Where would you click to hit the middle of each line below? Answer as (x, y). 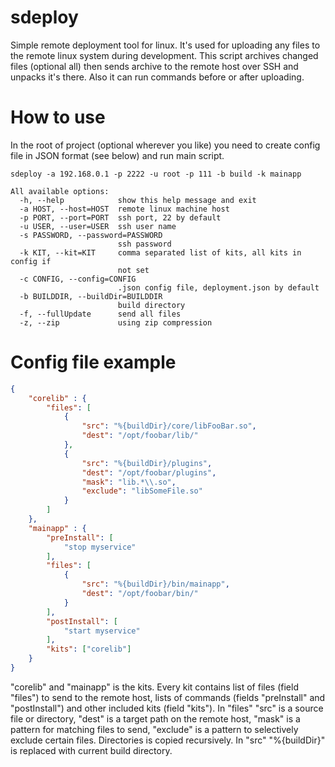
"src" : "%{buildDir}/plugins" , (147, 463)
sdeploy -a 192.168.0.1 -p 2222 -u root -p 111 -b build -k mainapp (156, 174)
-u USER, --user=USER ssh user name (98, 226)
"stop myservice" (100, 547)
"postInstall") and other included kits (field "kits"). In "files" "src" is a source (167, 708)
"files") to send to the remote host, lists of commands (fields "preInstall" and (168, 697)
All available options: (60, 191)
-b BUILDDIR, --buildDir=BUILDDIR (91, 296)
